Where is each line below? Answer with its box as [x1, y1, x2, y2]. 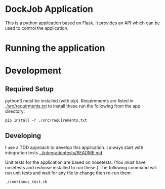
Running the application [5, 43, 105, 54]
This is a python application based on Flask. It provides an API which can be [5, 20, 160, 26]
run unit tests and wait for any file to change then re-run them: [5, 170, 132, 176]
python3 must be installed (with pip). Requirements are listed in [5, 98, 134, 104]
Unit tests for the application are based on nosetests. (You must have [5, 159, 146, 165]
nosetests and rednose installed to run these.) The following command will [5, 164, 157, 170]
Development [5, 65, 62, 76]
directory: [5, 108, 25, 114]
